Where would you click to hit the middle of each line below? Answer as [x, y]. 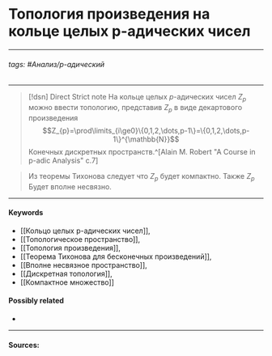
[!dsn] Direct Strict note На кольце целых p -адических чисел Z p [137, 98]
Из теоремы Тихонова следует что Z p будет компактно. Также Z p [141, 177]
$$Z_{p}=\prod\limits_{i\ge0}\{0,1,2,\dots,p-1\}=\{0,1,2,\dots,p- [146, 130]
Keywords [26, 213]
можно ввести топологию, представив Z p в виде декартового [135, 108]
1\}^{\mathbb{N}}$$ [146, 139]
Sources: [24, 345]
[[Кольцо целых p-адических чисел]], [85, 231]
